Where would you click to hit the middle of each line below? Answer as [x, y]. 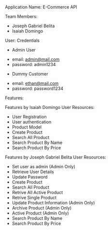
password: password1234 [38, 89]
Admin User [24, 50]
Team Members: [21, 16]
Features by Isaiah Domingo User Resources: [50, 107]
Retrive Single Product [34, 197]
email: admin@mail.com [36, 59]
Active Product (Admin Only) [40, 213]
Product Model [27, 127]
